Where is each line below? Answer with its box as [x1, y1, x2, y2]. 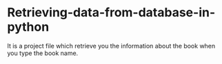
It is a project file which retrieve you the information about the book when [7, 42, 216, 50]
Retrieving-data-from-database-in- [7, 5, 216, 20]
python [7, 19, 50, 35]
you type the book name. [7, 49, 79, 57]
